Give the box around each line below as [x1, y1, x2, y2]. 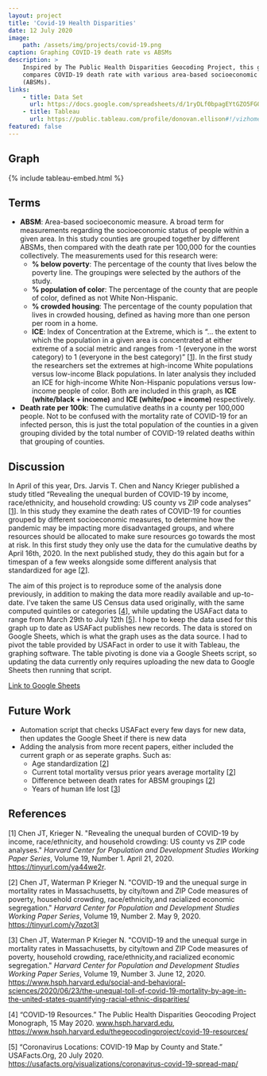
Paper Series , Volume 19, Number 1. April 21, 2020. [8, 853, 175, 863]
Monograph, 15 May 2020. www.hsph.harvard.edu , [8, 1018, 175, 1027]
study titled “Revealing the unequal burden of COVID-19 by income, [8, 490, 229, 499]
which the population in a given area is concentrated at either [31, 336, 233, 345]
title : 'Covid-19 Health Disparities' [8, 19, 137, 27]
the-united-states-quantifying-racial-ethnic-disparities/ [8, 994, 190, 1004]
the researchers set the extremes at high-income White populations [31, 361, 253, 371]
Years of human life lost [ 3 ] [31, 784, 121, 794]
